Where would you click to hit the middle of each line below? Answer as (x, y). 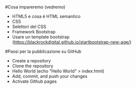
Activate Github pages (34, 81)
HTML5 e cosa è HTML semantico (46, 16)
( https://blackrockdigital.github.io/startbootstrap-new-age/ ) (72, 42)
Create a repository (31, 61)
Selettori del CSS (29, 27)
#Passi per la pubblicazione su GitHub (43, 51)
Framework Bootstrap (34, 32)
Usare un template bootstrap (41, 37)
